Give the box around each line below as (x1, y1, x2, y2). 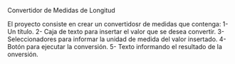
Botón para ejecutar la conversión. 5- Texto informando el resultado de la (7, 43, 223, 50)
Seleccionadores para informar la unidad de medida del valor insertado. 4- (7, 35, 226, 43)
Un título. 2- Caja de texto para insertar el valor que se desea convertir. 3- (7, 28, 225, 36)
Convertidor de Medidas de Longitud (7, 6, 115, 14)
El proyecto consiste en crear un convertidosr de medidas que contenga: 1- (7, 20, 229, 28)
